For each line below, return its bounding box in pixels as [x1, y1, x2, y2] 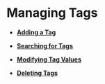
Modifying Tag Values [16, 55, 81, 64]
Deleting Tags [16, 69, 58, 77]
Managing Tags [6, 5, 98, 21]
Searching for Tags [16, 41, 74, 50]
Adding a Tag [16, 28, 56, 36]
